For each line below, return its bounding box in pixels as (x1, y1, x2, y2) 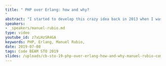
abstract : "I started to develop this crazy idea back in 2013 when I (5, 16, 154, 21)
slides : (5, 53, 21, 59)
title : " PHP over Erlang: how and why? (5, 7, 90, 12)
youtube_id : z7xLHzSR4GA (5, 35, 56, 40)
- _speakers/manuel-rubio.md (5, 26, 65, 31)
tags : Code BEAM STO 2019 (5, 49, 58, 54)
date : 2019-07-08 (5, 44, 41, 49)
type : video (5, 30, 30, 35)
